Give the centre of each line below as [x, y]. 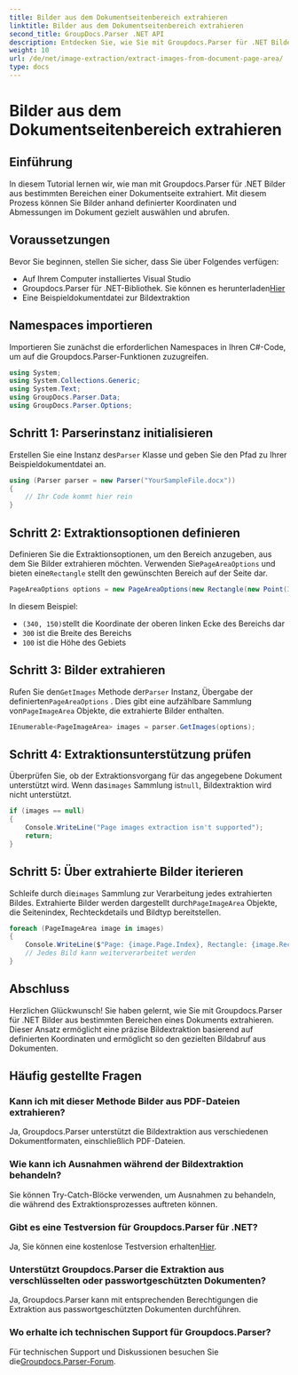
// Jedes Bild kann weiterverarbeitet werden [111, 953]
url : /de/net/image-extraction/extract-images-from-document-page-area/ [146, 59]
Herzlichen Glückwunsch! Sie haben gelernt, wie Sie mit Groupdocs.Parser [146, 1010]
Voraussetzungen [60, 240]
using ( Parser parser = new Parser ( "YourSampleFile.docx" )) [123, 481]
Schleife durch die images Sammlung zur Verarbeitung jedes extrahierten [141, 893]
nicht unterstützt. [41, 795]
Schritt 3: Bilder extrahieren [87, 670]
